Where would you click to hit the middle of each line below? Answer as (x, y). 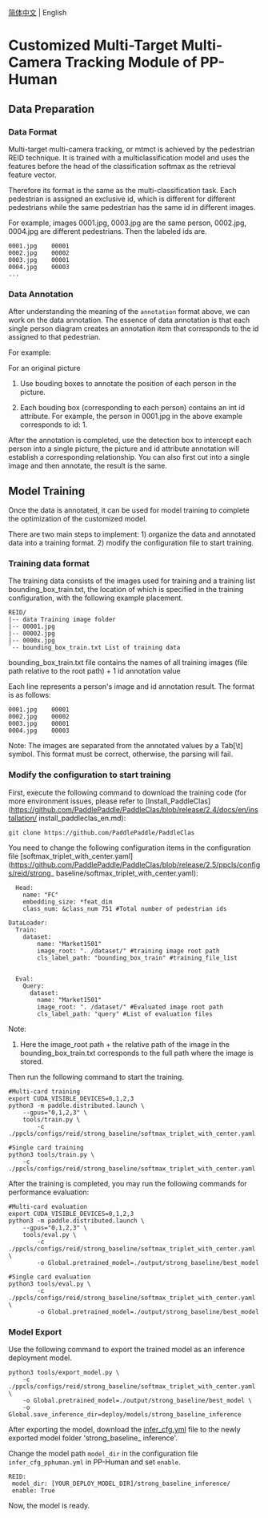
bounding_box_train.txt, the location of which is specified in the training (126, 590)
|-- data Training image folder (62, 620)
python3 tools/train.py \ (51, 1154)
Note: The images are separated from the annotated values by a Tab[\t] (126, 746)
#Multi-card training (44, 1091)
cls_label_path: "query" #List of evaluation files (125, 1014)
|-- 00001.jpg (32, 627)
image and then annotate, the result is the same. (88, 466)
